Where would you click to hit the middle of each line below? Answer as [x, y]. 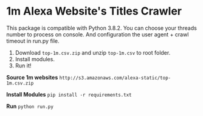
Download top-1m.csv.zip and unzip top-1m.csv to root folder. [93, 52]
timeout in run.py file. [33, 41]
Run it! [23, 66]
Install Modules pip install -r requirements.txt [69, 94]
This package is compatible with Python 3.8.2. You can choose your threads [102, 28]
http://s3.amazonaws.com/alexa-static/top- [115, 78]
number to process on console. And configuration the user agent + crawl [98, 34]
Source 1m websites [32, 77]
